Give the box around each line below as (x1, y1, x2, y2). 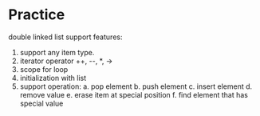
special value (19, 98, 64, 108)
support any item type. (19, 47, 95, 57)
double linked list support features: (8, 32, 123, 42)
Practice (8, 6, 65, 24)
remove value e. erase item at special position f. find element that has (19, 90, 249, 99)
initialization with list (19, 73, 87, 82)
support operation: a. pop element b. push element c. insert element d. (19, 82, 253, 91)
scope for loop (19, 64, 69, 74)
